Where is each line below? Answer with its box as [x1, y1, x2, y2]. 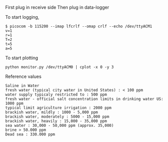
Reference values [5, 73, 42, 79]
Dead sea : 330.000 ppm [5, 132, 55, 137]
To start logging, [5, 14, 39, 20]
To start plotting [5, 55, 38, 61]
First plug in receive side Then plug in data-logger [5, 5, 109, 10]
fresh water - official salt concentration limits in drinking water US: [5, 97, 164, 102]
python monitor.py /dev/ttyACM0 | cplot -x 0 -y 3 [5, 65, 114, 70]
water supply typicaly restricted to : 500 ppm [5, 92, 107, 97]
